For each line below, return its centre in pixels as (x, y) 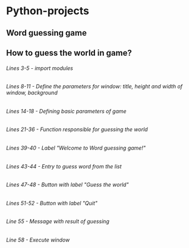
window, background (32, 93)
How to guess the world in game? (69, 53)
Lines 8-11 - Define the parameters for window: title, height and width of (94, 87)
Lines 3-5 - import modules (40, 68)
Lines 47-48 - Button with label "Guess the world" (67, 185)
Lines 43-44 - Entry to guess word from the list (64, 166)
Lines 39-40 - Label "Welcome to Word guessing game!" (76, 148)
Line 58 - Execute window (38, 240)
